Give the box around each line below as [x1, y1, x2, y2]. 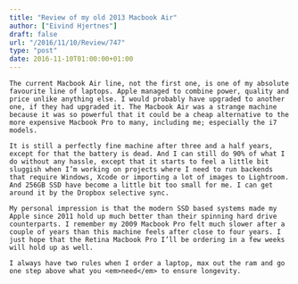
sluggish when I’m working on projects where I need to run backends [9, 165, 274, 174]
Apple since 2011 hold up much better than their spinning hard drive [9, 212, 277, 221]
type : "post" [9, 46, 58, 55]
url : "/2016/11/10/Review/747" [9, 38, 126, 47]
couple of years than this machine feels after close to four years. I [9, 228, 281, 237]
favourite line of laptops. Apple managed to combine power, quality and [9, 87, 290, 96]
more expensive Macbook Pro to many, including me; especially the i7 [9, 118, 277, 127]
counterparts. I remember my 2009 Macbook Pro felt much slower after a [9, 220, 286, 229]
